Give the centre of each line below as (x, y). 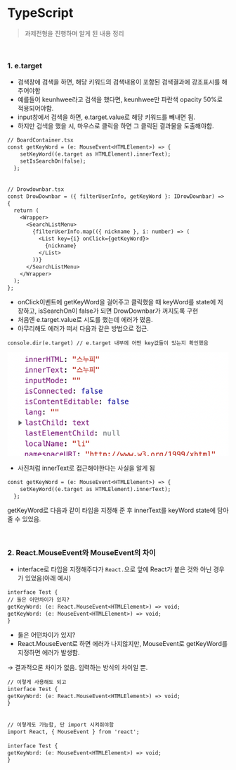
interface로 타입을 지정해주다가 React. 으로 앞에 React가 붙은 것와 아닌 (114, 569)
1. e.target (25, 66)
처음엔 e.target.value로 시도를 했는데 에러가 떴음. (85, 320)
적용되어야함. (35, 108)
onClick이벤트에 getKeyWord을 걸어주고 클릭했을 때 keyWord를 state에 (117, 302)
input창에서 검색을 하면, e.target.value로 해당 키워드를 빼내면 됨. (106, 117)
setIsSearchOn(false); (53, 161)
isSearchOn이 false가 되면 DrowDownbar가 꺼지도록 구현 (118, 311)
